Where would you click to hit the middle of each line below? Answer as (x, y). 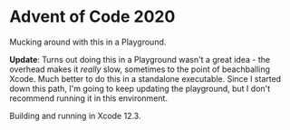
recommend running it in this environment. (88, 98)
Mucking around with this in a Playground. (88, 42)
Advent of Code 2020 (92, 17)
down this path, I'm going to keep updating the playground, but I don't (140, 88)
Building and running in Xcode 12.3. (75, 115)
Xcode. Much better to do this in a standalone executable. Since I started (145, 78)
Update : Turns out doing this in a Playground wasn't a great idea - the (140, 59)
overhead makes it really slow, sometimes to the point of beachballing (140, 69)
